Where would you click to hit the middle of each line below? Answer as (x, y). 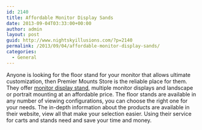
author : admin (24, 29)
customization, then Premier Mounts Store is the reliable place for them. (97, 81)
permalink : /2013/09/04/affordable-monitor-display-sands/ (83, 46)
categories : (21, 52)
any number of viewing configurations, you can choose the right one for (97, 101)
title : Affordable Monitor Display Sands (60, 18)
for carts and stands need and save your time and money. (79, 120)
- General (24, 57)
